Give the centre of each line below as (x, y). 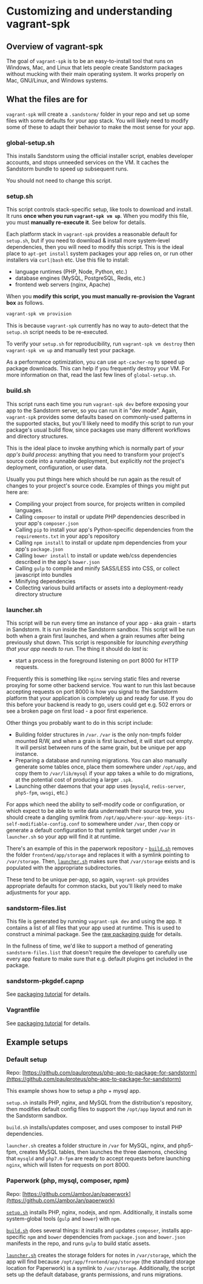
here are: (18, 492)
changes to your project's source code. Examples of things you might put (98, 485)
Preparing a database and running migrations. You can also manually (101, 760)
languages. (29, 510)
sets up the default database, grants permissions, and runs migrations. (95, 1274)
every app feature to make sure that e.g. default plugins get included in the (100, 959)
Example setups (37, 1042)
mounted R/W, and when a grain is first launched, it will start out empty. (104, 741)
